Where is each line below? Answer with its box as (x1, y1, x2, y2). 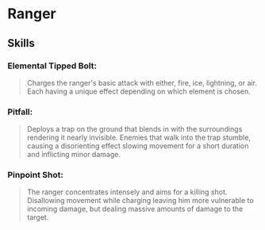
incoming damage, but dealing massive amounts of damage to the (26, 204, 244, 214)
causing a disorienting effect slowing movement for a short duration (26, 141, 249, 151)
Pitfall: (7, 106, 33, 117)
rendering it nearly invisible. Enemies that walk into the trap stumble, (26, 132, 252, 143)
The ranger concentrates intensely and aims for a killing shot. (26, 187, 228, 197)
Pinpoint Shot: (7, 170, 64, 181)
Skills (7, 36, 35, 50)
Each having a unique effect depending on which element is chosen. (26, 86, 251, 96)
